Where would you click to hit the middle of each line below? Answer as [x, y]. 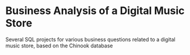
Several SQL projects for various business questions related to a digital [90, 39]
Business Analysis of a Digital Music [95, 11]
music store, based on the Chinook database [59, 46]
